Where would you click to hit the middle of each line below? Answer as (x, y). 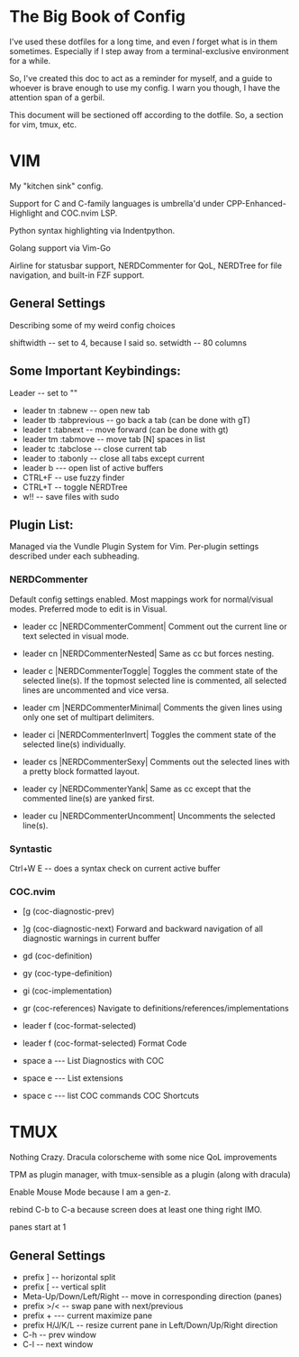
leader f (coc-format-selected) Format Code (104, 1043)
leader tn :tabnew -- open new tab (86, 410)
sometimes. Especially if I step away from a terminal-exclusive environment (149, 51)
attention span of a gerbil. (57, 97)
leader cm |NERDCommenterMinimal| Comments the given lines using (152, 707)
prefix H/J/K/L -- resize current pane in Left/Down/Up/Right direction (150, 1325)
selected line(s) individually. (74, 744)
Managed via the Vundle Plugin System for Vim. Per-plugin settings (134, 547)
